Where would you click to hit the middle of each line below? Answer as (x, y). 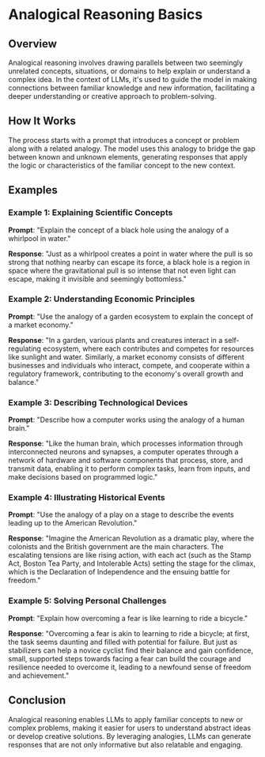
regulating (25, 348)
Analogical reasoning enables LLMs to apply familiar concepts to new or (126, 719)
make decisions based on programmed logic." (83, 477)
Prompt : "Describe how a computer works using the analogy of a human (127, 420)
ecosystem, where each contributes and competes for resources (149, 348)
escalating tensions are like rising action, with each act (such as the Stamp (130, 556)
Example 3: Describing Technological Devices (98, 402)
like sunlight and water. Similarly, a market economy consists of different (126, 356)
